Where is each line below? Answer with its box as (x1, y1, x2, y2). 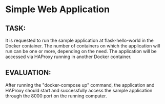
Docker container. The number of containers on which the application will (5, 43, 160, 49)
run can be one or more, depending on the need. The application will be (5, 48, 157, 54)
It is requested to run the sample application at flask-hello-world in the (5, 37, 154, 43)
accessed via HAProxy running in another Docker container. (5, 54, 132, 60)
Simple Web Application (5, 4, 110, 15)
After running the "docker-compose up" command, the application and (5, 82, 155, 88)
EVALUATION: (5, 68, 51, 77)
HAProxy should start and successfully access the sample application (5, 87, 153, 93)
